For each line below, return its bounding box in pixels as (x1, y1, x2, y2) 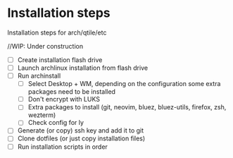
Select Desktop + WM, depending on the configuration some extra (27, 80, 221, 88)
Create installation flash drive (17, 55, 103, 64)
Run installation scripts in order (17, 142, 108, 151)
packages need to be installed (27, 87, 116, 96)
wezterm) (27, 111, 56, 119)
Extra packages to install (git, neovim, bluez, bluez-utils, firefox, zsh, (27, 103, 227, 111)
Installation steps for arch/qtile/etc (7, 28, 107, 37)
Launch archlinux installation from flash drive (17, 63, 149, 72)
